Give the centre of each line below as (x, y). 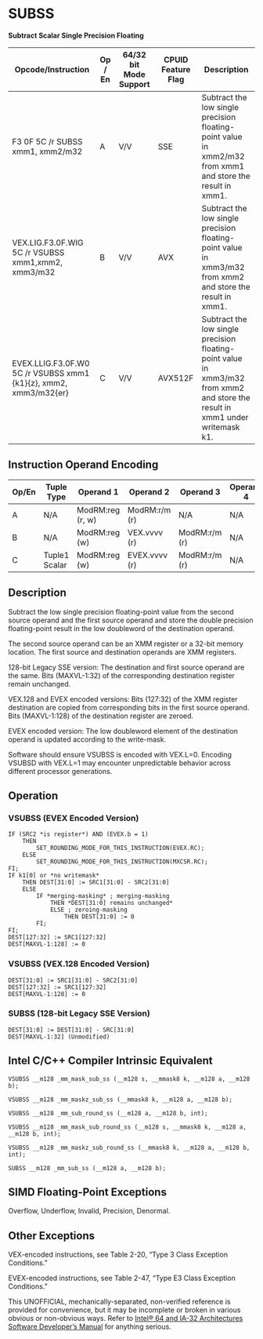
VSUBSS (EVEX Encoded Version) (74, 818)
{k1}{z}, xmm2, (40, 383)
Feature (176, 69)
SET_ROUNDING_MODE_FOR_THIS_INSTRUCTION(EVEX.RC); (121, 848)
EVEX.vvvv (148, 555)
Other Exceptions (52, 1236)
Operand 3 (200, 491)
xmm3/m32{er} (40, 392)
